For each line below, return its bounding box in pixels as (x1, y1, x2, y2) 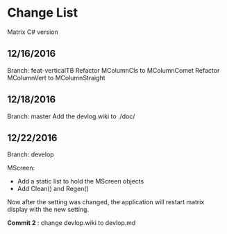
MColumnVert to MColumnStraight (7, 73, 106, 82)
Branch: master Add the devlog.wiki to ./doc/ (7, 112, 135, 120)
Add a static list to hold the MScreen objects (17, 177, 144, 186)
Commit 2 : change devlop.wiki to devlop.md (7, 219, 136, 227)
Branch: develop (7, 150, 54, 159)
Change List (7, 5, 78, 21)
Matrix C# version (7, 28, 58, 36)
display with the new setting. (7, 206, 89, 214)
